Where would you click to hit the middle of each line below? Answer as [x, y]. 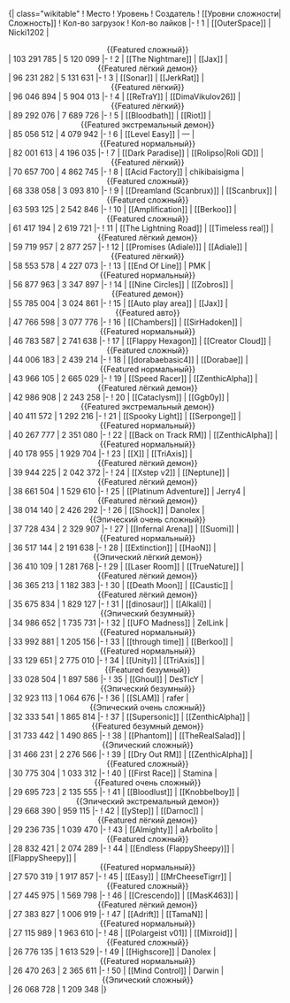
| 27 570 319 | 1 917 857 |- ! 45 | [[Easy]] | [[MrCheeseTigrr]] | [120, 877]
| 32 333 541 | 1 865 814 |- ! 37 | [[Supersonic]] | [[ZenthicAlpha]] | [129, 717]
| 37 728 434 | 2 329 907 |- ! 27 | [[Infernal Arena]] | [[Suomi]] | [124, 529]
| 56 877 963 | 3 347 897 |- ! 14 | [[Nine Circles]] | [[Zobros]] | [121, 284]
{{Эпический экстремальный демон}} [148, 801]
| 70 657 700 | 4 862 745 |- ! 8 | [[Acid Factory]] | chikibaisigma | [126, 172]
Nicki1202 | [29, 32]
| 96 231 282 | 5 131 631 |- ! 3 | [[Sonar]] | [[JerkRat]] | [106, 78]
